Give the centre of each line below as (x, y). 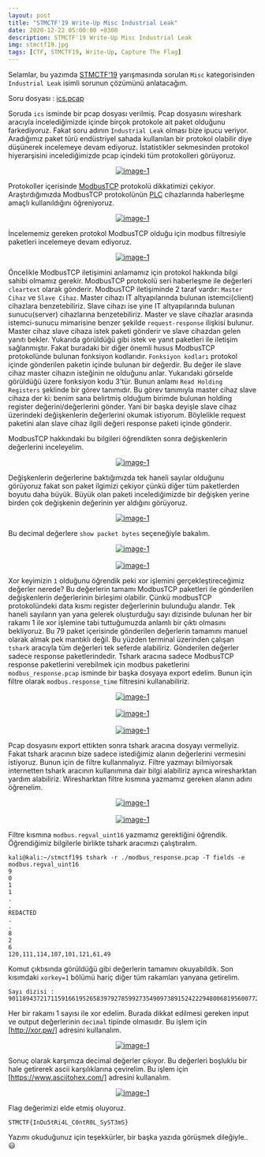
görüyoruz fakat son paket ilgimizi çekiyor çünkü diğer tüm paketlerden (124, 486)
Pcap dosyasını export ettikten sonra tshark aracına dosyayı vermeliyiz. (124, 745)
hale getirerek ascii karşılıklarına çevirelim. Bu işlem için (98, 1069)
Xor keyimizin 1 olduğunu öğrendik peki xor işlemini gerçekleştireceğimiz (126, 580)
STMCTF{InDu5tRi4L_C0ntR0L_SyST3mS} (68, 1122)
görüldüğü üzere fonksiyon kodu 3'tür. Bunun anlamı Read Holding (116, 381)
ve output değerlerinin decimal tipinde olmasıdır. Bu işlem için (108, 1022)
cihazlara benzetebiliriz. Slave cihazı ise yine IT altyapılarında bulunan (121, 306)
